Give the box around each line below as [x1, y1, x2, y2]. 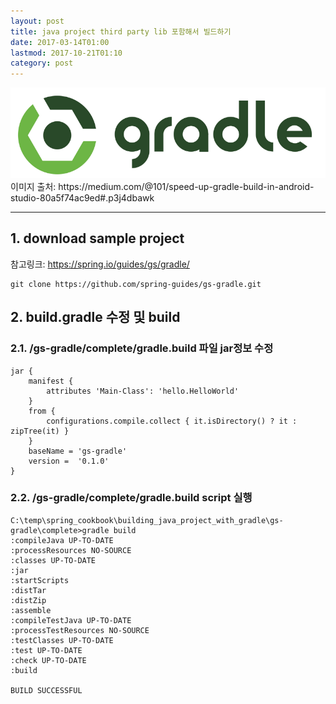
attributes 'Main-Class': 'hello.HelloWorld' [46, 386, 240, 396]
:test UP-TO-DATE [10, 645, 83, 655]
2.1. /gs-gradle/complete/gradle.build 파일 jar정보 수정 [10, 341, 274, 355]
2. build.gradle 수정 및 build [10, 309, 181, 326]
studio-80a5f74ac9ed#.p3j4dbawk [10, 192, 155, 204]
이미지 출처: [10, 181, 57, 193]
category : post [10, 58, 74, 69]
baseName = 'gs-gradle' [28, 446, 128, 456]
